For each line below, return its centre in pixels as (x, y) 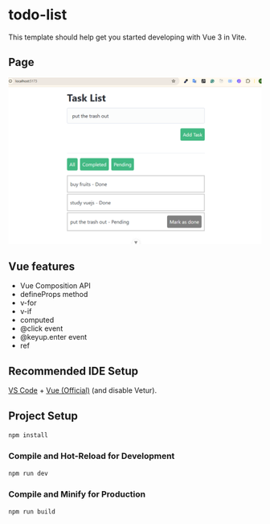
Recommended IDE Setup (74, 371)
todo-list (38, 15)
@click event (41, 328)
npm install (28, 435)
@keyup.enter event (53, 337)
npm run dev (28, 474)
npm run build (32, 512)
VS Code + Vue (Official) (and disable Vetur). (83, 390)
